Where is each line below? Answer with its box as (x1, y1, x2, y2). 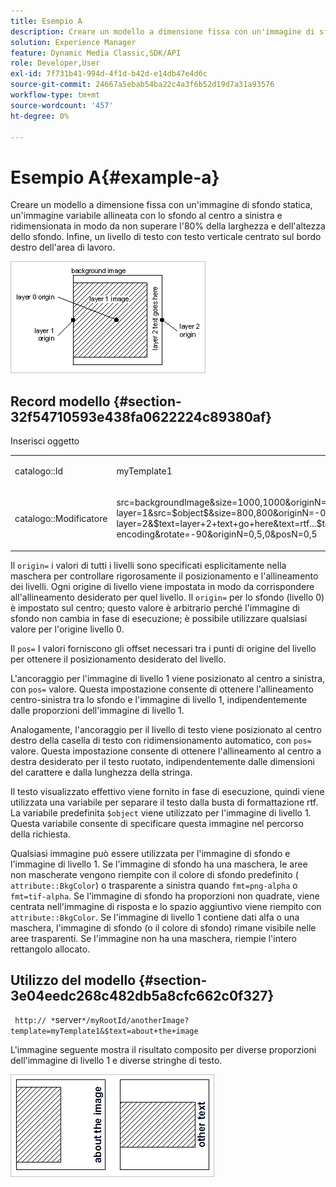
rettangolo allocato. (10, 943, 91, 955)
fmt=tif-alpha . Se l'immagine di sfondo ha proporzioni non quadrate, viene (10, 890, 320, 902)
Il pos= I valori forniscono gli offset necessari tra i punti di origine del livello (10, 642, 317, 654)
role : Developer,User (10, 58, 101, 69)
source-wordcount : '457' (10, 100, 114, 110)
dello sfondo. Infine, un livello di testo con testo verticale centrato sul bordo (10, 231, 322, 243)
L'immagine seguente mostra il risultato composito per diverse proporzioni (10, 1044, 317, 1056)
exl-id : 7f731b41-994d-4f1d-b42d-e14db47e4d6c (10, 69, 208, 79)
